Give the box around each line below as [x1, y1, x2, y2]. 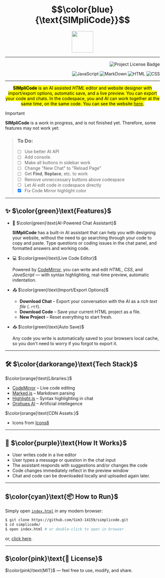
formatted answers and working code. [12, 245, 90, 251]
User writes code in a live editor [12, 452, 77, 458]
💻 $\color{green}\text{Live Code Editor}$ [12, 255, 97, 261]
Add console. [24, 154, 52, 160]
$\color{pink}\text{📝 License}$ [5, 554, 103, 563]
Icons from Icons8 [12, 420, 49, 426]
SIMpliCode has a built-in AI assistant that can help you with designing [12, 229, 156, 235]
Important [5, 110, 25, 116]
